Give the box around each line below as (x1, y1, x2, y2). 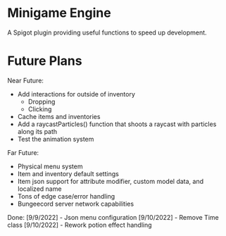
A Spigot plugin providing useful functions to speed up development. (7, 28, 207, 37)
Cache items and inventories (17, 112, 101, 120)
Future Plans (7, 53, 82, 69)
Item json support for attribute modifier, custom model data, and (17, 177, 204, 185)
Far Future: (7, 148, 39, 156)
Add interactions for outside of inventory (17, 89, 136, 98)
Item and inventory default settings (17, 169, 120, 178)
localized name (17, 185, 62, 193)
